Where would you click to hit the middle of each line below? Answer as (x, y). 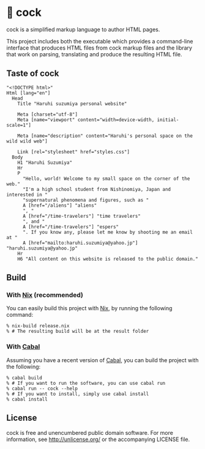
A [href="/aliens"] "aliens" (60, 205)
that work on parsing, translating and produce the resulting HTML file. (94, 54)
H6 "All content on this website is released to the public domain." (108, 259)
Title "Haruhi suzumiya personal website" (72, 103)
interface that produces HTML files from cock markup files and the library (99, 48)
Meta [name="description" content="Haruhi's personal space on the (105, 136)
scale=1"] (19, 125)
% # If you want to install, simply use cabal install (78, 394)
